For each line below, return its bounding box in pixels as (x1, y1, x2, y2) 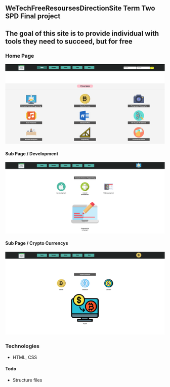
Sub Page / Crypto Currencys (5, 240, 68, 246)
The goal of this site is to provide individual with (5, 29, 159, 37)
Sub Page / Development (5, 150, 59, 156)
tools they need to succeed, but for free (5, 37, 133, 46)
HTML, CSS (12, 354, 37, 360)
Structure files (12, 377, 42, 383)
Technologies (5, 342, 39, 350)
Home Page (5, 52, 34, 59)
